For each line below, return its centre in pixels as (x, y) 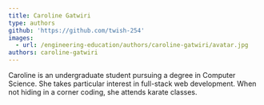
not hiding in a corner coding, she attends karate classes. (103, 92)
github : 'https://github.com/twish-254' (77, 30)
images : (21, 38)
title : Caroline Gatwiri (50, 16)
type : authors (32, 23)
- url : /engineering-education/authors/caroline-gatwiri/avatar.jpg (132, 45)
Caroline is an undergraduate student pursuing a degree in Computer (122, 75)
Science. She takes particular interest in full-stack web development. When (132, 84)
